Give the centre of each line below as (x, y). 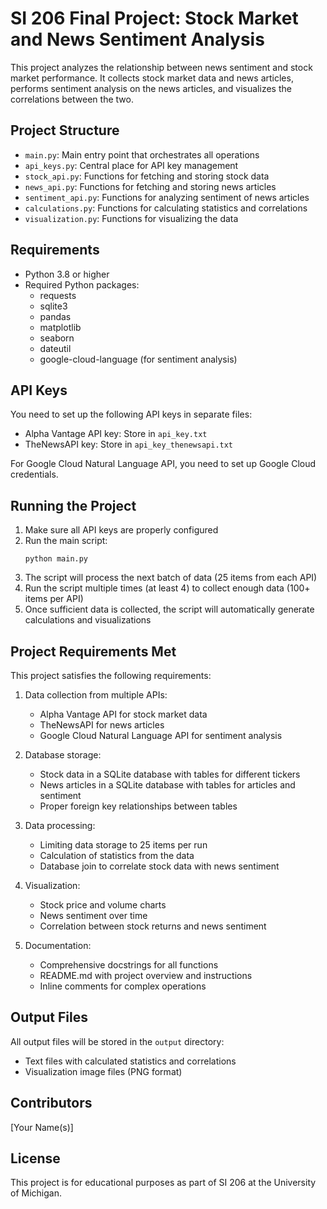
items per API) (54, 599)
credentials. (34, 474)
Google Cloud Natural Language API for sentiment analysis (161, 735)
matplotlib (60, 327)
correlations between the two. (72, 99)
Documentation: (58, 945)
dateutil (55, 348)
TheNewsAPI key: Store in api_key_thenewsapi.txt (129, 444)
